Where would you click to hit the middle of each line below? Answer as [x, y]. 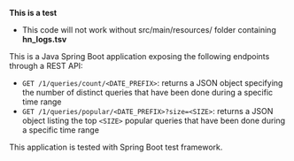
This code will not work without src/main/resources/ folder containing [149, 30]
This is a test [33, 13]
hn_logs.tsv [44, 39]
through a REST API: [46, 66]
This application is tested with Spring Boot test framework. [116, 147]
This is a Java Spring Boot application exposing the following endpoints [139, 56]
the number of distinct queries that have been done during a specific [147, 92]
